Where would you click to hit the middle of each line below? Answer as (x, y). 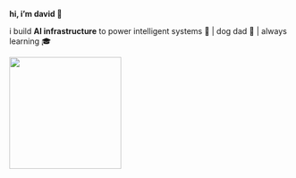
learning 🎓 (30, 41)
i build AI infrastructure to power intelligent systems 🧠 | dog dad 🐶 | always (148, 31)
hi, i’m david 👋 (36, 14)
